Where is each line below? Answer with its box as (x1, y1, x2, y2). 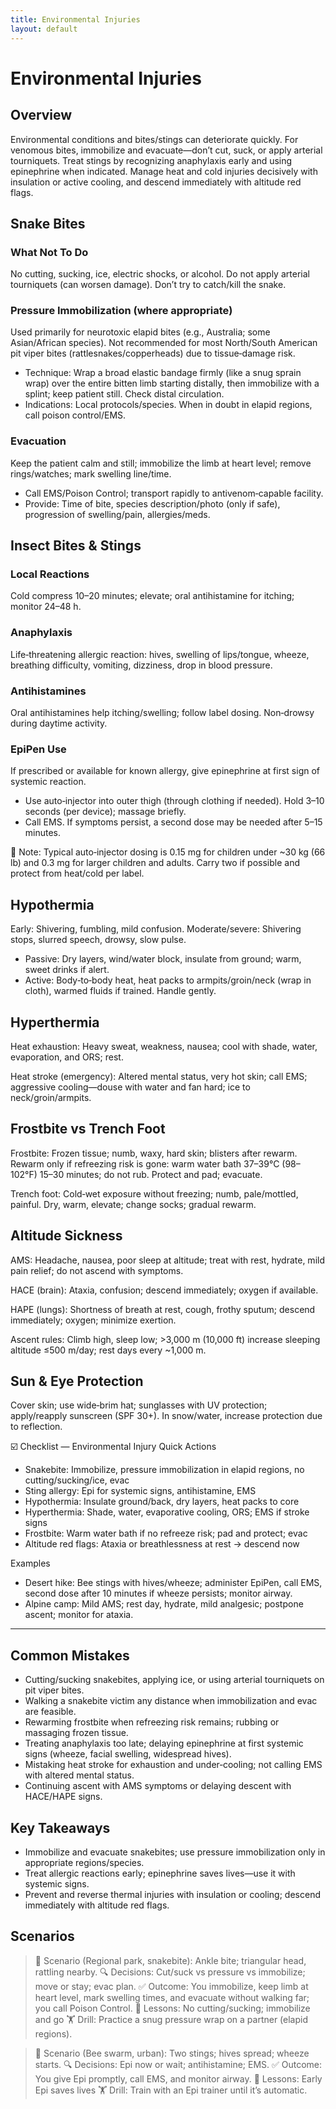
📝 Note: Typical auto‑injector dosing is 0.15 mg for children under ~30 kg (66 (10, 846, 326, 858)
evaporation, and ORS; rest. (10, 1051, 124, 1063)
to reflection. (10, 1421, 63, 1433)
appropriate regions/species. (24, 1857, 145, 1869)
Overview (10, 107, 73, 124)
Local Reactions (10, 567, 90, 581)
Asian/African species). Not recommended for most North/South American (10, 337, 318, 349)
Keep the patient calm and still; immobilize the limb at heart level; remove (10, 457, 312, 469)
